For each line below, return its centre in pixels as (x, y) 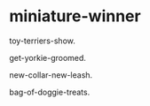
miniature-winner (75, 16)
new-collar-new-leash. (51, 75)
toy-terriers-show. (42, 41)
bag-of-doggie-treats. (50, 92)
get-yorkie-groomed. (48, 57)
